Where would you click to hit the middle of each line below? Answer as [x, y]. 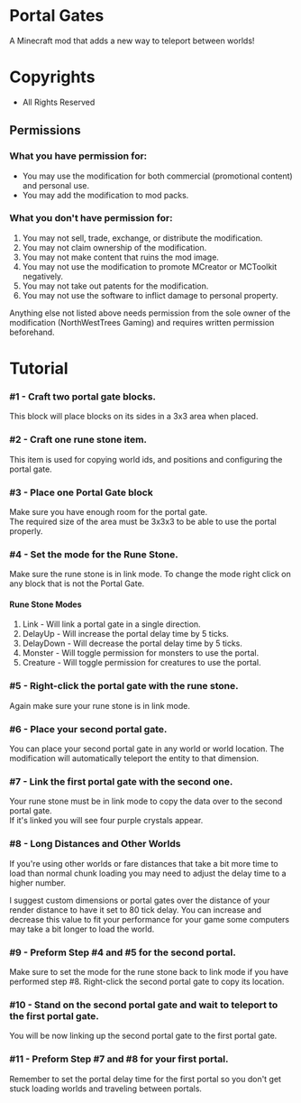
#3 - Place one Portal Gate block [81, 492]
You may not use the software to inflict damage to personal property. [150, 295]
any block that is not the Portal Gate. [77, 584]
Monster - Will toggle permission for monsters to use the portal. [141, 653]
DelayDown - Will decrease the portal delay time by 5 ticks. [132, 643]
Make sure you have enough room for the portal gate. [109, 511]
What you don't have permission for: [91, 218]
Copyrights [52, 77]
